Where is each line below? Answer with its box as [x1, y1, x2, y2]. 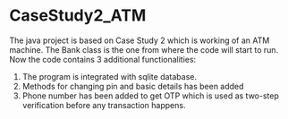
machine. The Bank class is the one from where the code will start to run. [9, 44, 279, 55]
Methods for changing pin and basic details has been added [21, 81, 244, 91]
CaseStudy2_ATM [9, 5, 147, 26]
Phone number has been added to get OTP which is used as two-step [21, 90, 280, 101]
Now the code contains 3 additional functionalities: [9, 54, 197, 64]
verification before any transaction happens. [21, 99, 186, 110]
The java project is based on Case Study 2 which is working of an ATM [9, 35, 270, 46]
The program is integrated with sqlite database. [21, 71, 197, 81]
